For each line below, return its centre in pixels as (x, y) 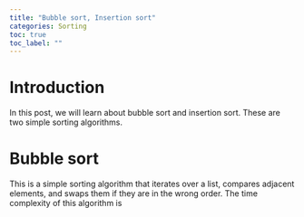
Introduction (57, 88)
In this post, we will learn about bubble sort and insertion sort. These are (145, 113)
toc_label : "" (36, 43)
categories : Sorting (49, 26)
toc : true (28, 34)
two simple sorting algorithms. (66, 122)
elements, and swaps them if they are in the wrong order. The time (134, 193)
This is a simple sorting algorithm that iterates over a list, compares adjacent (152, 184)
